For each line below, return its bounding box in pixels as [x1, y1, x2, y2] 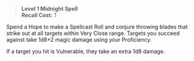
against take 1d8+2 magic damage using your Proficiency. [6, 36, 152, 43]
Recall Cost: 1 [21, 11, 57, 19]
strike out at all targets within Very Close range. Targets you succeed [6, 30, 180, 37]
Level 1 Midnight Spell [21, 5, 78, 12]
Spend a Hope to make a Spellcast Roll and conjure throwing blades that [6, 24, 188, 30]
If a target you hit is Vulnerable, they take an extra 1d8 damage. [6, 48, 165, 55]
